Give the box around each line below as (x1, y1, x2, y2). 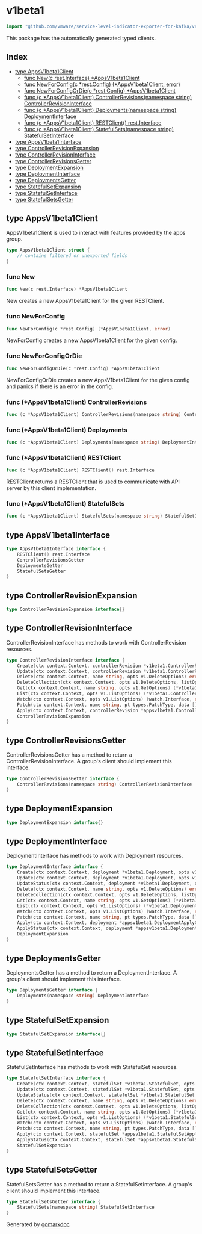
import (6, 23, 23, 29)
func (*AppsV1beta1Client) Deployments (6, 426, 128, 434)
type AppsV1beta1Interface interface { (6, 546, 106, 552)
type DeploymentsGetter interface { (6, 987, 98, 993)
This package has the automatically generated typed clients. (6, 34, 156, 42)
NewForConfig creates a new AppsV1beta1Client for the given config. (6, 336, 177, 344)
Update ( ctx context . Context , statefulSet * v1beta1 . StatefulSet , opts (17, 1087, 195, 1093)
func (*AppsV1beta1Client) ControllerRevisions (6, 398, 147, 406)
